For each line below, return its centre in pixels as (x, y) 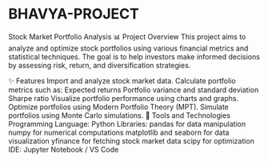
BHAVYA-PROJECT (74, 14)
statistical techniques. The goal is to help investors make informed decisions (134, 56)
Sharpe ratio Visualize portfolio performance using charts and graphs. (123, 98)
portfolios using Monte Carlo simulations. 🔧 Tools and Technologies (119, 115)
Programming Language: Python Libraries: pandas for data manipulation (127, 124)
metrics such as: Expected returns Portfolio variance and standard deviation (134, 90)
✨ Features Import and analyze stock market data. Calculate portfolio (122, 80)
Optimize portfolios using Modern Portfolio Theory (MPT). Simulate (119, 107)
